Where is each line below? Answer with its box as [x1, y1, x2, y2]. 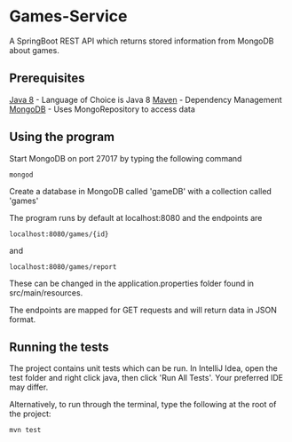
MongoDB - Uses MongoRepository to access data [9, 104, 195, 114]
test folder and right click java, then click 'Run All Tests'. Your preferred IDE [9, 373, 284, 383]
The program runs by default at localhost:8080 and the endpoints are [9, 212, 263, 223]
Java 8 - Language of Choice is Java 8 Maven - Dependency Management [9, 94, 282, 105]
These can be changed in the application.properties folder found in [9, 278, 255, 288]
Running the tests [9, 339, 109, 354]
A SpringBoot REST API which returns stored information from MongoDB [9, 36, 274, 46]
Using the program [9, 130, 115, 145]
